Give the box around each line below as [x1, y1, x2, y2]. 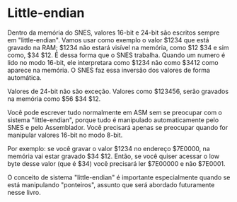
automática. [7, 73, 42, 82]
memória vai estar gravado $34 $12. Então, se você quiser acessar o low [7, 152, 220, 160]
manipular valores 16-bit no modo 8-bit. [7, 131, 123, 139]
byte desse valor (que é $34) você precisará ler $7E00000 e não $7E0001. [7, 159, 226, 167]
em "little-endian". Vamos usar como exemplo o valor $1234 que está [7, 35, 209, 44]
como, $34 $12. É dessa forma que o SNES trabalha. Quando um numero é [7, 51, 226, 59]
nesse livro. [7, 188, 41, 196]
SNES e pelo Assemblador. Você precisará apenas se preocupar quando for [7, 123, 229, 131]
